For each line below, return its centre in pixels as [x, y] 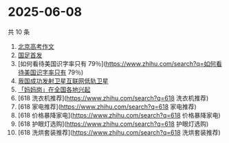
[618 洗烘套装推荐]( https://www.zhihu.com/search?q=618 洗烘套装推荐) [119, 132]
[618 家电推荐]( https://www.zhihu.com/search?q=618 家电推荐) [107, 107]
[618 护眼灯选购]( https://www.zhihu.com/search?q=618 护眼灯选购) [113, 124]
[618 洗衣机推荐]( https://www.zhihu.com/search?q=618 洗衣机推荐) [113, 98]
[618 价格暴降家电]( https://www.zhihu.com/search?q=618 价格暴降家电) [119, 115]
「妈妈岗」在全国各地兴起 [54, 89]
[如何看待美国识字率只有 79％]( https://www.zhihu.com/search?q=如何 [117, 63]
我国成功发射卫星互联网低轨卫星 [63, 80]
